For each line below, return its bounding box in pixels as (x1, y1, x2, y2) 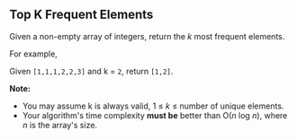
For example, (9, 48, 58, 59)
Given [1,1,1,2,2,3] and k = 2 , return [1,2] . (9, 65, 174, 76)
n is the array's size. (22, 119, 97, 130)
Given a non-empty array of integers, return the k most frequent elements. (9, 30, 285, 41)
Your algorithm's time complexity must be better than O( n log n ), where (22, 109, 288, 120)
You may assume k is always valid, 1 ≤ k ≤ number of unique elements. (22, 100, 284, 111)
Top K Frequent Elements (9, 7, 154, 22)
